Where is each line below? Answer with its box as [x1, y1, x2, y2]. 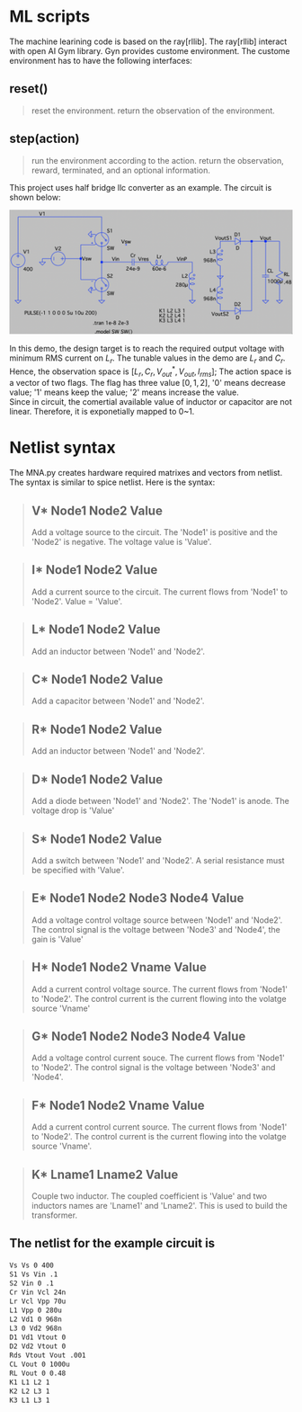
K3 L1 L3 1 [9, 1396, 50, 1405]
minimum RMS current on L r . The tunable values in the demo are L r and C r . [9, 353, 286, 365]
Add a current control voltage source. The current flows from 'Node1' [31, 983, 288, 995]
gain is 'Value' [31, 934, 84, 944]
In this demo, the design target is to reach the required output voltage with [9, 344, 285, 354]
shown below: [9, 192, 61, 202]
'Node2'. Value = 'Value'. [31, 595, 123, 606]
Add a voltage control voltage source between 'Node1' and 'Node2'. [31, 915, 283, 925]
